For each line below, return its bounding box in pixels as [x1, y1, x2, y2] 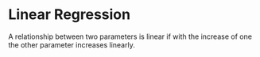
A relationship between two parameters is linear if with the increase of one [8, 32, 253, 41]
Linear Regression [8, 6, 131, 24]
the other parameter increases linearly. [8, 40, 135, 49]
